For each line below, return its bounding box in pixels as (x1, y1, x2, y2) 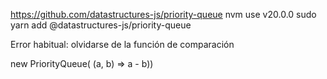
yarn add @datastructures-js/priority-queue (10, 19, 192, 31)
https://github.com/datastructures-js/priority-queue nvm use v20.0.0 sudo (10, 9, 317, 20)
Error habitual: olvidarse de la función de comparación (10, 39, 235, 50)
